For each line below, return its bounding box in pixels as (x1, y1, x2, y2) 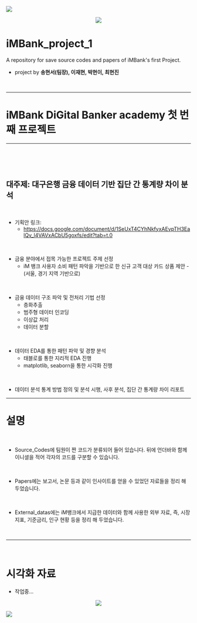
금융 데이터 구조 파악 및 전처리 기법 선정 (14, 294, 106, 301)
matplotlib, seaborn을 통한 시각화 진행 (23, 362, 113, 369)
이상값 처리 (23, 316, 49, 323)
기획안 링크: (14, 218, 42, 226)
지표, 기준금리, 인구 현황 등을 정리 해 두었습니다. (14, 516, 124, 523)
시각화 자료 (6, 567, 56, 581)
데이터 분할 (23, 323, 49, 330)
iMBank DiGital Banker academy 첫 (6, 108, 178, 122)
